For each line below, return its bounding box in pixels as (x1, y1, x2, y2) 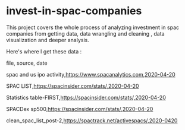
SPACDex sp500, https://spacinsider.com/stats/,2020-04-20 (6, 105, 153, 112)
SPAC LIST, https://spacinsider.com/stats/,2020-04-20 (6, 82, 139, 90)
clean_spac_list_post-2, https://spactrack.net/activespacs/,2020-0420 (6, 117, 178, 124)
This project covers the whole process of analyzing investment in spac (6, 24, 180, 31)
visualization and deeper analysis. (6, 36, 89, 43)
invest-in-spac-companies (6, 4, 142, 18)
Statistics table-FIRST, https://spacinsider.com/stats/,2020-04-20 (6, 94, 167, 101)
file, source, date (6, 59, 48, 66)
